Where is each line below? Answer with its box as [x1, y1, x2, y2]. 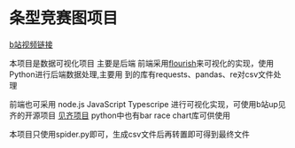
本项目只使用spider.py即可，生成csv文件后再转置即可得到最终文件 [9, 129, 250, 139]
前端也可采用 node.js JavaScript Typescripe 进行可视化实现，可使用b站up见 [9, 98, 286, 109]
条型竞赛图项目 [9, 8, 119, 28]
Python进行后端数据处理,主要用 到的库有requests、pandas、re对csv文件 [9, 68, 275, 80]
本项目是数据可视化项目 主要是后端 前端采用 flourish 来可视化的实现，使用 [9, 58, 275, 68]
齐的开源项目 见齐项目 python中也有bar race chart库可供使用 [9, 110, 230, 121]
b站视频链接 [9, 39, 53, 50]
